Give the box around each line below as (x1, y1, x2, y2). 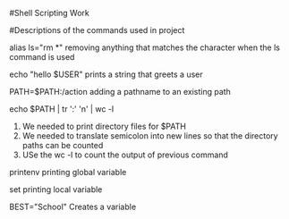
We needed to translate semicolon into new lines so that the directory (21, 131, 279, 141)
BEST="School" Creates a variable (9, 201, 137, 212)
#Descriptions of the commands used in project (9, 25, 185, 35)
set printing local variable (9, 184, 103, 195)
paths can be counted (21, 140, 104, 150)
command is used (9, 52, 75, 62)
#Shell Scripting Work (9, 8, 89, 18)
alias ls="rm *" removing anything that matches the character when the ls (9, 42, 280, 53)
